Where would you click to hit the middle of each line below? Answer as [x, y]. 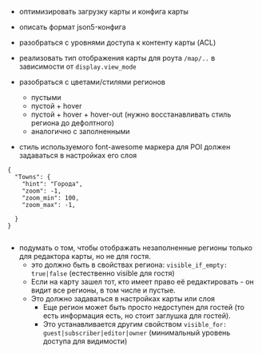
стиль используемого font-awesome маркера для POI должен [125, 147]
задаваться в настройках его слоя [78, 155]
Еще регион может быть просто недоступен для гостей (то [144, 307]
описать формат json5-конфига [72, 27]
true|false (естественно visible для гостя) [103, 273]
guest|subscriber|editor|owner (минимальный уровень [137, 332]
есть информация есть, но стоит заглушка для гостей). [137, 316]
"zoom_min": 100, [51, 198]
